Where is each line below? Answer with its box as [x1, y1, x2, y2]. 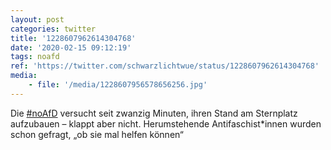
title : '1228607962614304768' [10, 33, 137, 43]
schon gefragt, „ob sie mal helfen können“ [10, 128, 184, 140]
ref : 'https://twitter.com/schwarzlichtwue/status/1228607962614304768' [10, 61, 320, 71]
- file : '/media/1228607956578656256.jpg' [28, 80, 208, 90]
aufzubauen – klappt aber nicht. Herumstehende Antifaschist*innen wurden [10, 117, 322, 130]
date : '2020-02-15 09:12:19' [10, 42, 132, 53]
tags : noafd [10, 52, 60, 62]
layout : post [10, 14, 65, 25]
